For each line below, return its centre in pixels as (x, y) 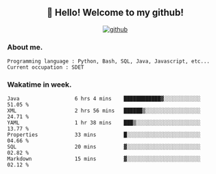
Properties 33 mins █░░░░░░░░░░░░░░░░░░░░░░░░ (104, 135)
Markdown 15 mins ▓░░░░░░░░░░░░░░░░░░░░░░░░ (104, 159)
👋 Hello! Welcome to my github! (115, 13)
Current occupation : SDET (46, 67)
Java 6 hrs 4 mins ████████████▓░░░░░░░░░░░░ (104, 99)
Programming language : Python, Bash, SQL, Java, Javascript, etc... (109, 62)
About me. (25, 47)
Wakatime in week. (39, 85)
